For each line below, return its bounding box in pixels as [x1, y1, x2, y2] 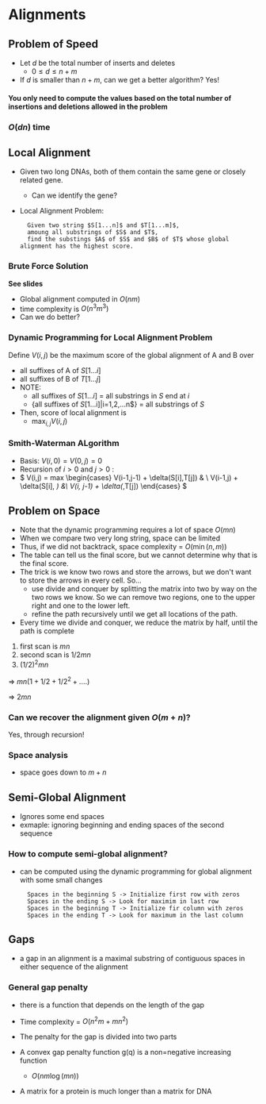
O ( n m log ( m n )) [31, 1071, 79, 1081]
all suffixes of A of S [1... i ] [19, 365, 101, 375]
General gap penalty [8, 982, 89, 993]
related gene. [19, 175, 63, 185]
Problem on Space [8, 504, 101, 517]
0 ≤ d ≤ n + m [31, 67, 78, 76]
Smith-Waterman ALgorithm [8, 438, 120, 449]
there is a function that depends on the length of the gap [19, 1000, 204, 1010]
